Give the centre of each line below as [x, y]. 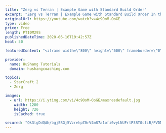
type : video [17, 23]
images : [13, 96]
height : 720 [26, 109]
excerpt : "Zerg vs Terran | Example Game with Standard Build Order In [80, 14]
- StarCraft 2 [24, 82]
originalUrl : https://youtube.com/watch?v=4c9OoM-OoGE [63, 19]
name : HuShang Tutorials [35, 64]
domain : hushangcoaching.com [40, 69]
